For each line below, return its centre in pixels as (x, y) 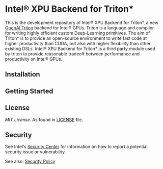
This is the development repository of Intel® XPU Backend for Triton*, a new (82, 23)
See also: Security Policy (30, 161)
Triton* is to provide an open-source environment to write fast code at (76, 38)
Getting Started (29, 91)
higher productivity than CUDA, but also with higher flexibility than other (78, 43)
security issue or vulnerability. (36, 152)
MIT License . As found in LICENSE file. (44, 120)
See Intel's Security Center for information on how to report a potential (76, 147)
